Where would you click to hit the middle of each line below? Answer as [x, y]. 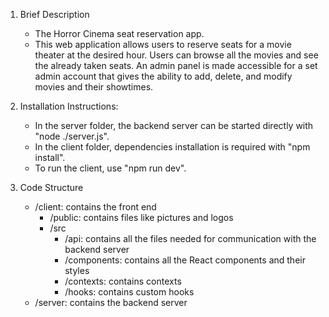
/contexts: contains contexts [123, 281]
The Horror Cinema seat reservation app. [119, 33]
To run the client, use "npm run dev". [110, 168]
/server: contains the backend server [111, 302]
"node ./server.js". [72, 136]
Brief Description [54, 14]
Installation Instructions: [69, 106]
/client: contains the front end [95, 207]
